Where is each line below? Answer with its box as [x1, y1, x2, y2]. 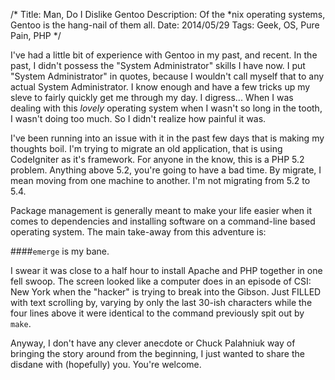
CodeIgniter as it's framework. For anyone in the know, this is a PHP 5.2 [10, 154, 305, 165]
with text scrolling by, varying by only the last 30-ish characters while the [10, 297, 313, 308]
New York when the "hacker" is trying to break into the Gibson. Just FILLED [10, 286, 322, 298]
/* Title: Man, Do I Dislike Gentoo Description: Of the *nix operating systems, [10, 9, 326, 20]
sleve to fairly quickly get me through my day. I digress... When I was [10, 92, 294, 103]
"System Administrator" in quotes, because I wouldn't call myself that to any [10, 70, 325, 82]
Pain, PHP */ [10, 30, 62, 41]
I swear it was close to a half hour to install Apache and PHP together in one [10, 265, 323, 276]
